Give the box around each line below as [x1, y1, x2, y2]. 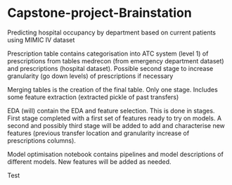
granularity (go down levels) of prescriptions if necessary [7, 72, 174, 80]
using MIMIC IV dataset [7, 35, 75, 44]
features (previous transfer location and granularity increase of [7, 129, 190, 137]
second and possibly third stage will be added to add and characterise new [7, 121, 225, 129]
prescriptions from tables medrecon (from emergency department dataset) [7, 56, 224, 65]
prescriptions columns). [7, 136, 76, 145]
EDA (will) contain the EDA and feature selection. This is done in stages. [7, 106, 215, 115]
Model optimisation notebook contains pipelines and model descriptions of [7, 150, 224, 158]
